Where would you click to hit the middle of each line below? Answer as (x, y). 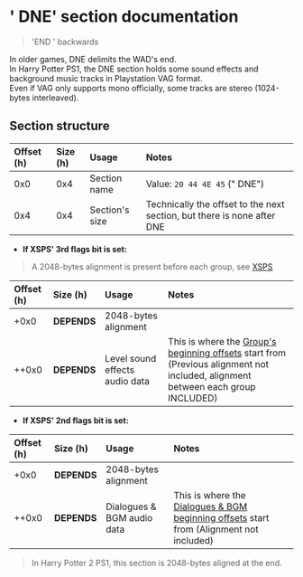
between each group (212, 386)
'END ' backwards (65, 42)
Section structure (60, 126)
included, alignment (210, 375)
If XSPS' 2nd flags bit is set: (75, 420)
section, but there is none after (211, 215)
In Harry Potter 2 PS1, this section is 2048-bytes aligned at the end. (156, 563)
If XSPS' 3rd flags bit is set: (75, 249)
